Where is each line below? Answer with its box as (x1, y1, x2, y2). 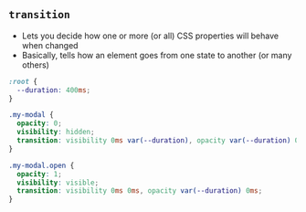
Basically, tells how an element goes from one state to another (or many (21, 49, 292, 60)
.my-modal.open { (8, 161, 75, 170)
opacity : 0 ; (16, 119, 63, 128)
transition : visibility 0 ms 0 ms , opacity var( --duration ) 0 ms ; (16, 186, 263, 196)
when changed (21, 39, 79, 50)
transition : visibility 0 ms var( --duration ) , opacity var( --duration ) (16, 136, 291, 145)
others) (21, 59, 49, 70)
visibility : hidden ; (16, 128, 95, 137)
